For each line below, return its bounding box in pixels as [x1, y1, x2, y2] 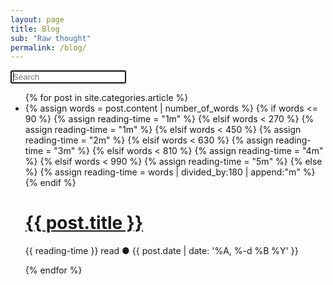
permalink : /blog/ [10, 42, 87, 53]
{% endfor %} [24, 264, 83, 276]
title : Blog [10, 24, 60, 34]
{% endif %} [24, 177, 77, 189]
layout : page [10, 14, 65, 25]
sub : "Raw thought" [10, 33, 92, 43]
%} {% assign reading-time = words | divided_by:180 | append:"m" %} [24, 166, 316, 178]
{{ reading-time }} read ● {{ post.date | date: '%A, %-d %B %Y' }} [24, 245, 299, 257]
